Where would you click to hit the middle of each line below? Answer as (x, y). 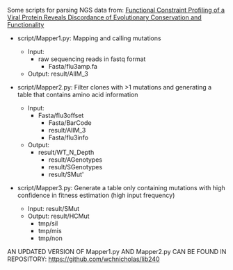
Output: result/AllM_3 (58, 74)
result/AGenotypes (75, 160)
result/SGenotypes (75, 167)
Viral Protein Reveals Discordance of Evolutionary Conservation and (104, 17)
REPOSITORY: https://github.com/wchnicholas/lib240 (83, 259)
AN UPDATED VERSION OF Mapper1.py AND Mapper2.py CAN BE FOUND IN (117, 252)
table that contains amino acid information (78, 94)
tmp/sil (48, 223)
